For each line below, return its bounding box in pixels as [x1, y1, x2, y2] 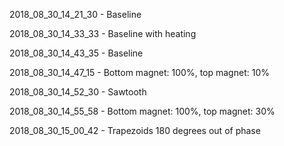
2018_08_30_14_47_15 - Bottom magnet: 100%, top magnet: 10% [9, 67, 270, 78]
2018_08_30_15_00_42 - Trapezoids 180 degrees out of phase [9, 125, 261, 136]
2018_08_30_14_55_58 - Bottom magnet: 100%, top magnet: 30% [9, 105, 276, 117]
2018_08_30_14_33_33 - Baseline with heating [9, 28, 197, 39]
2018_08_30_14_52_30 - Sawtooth [9, 86, 147, 98]
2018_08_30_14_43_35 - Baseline [9, 47, 144, 59]
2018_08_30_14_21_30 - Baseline [9, 9, 142, 20]
